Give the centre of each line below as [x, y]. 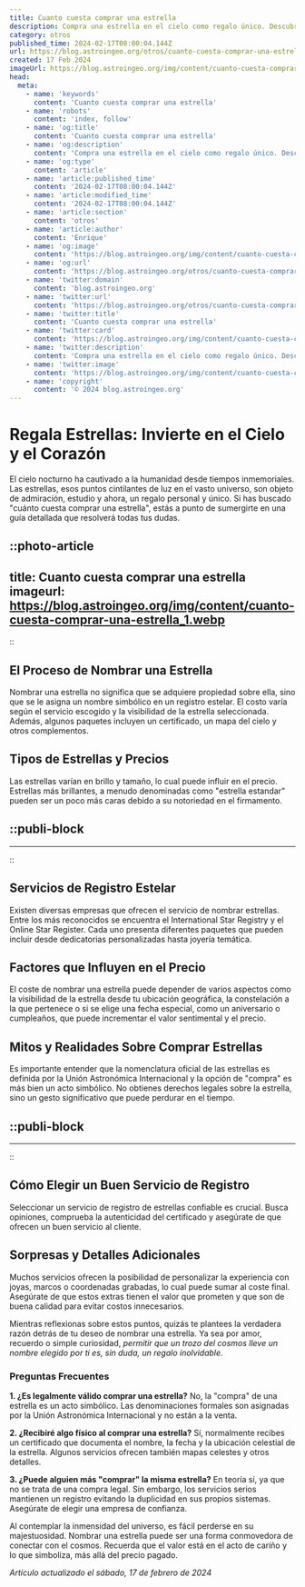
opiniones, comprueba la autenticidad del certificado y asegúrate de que [145, 1217]
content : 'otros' [66, 220]
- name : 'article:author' [75, 229]
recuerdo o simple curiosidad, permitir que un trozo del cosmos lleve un [144, 1342]
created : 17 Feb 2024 [50, 60]
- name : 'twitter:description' [85, 347]
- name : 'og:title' [63, 128]
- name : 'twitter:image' [73, 364]
